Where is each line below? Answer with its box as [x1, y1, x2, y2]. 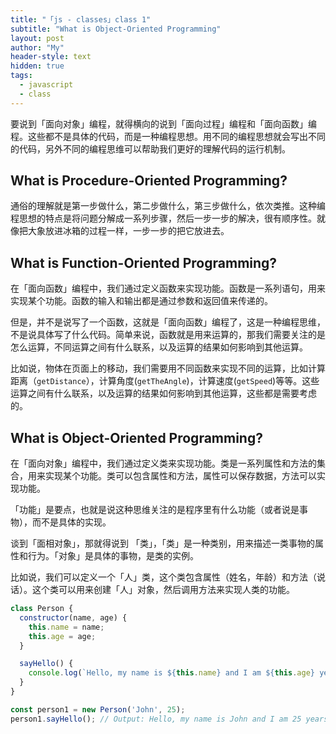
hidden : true [10, 61, 65, 71]
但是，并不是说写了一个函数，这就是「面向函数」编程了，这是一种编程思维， [10, 316, 326, 328]
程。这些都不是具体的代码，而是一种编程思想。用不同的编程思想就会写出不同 [10, 130, 326, 142]
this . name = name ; [28, 622, 105, 632]
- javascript [19, 80, 74, 90]
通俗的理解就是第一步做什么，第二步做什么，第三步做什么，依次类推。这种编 [10, 200, 326, 212]
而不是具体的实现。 [31, 516, 112, 528]
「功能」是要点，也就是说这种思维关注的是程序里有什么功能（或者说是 [10, 504, 300, 516]
